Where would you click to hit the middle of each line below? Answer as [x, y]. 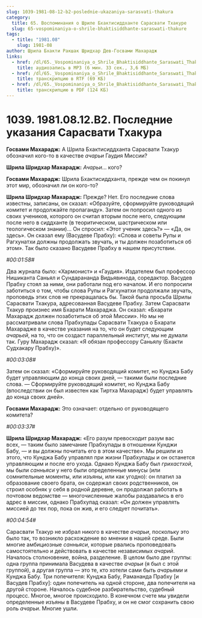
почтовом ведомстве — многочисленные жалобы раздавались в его [95, 495]
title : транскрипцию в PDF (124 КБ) [63, 90]
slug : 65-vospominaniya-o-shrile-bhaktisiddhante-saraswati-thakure [99, 29]
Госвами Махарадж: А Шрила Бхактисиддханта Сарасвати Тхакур [93, 149]
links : [14, 57]
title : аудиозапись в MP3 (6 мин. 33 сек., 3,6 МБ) [83, 68]
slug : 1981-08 [35, 46]
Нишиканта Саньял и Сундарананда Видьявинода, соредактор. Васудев [99, 278]
